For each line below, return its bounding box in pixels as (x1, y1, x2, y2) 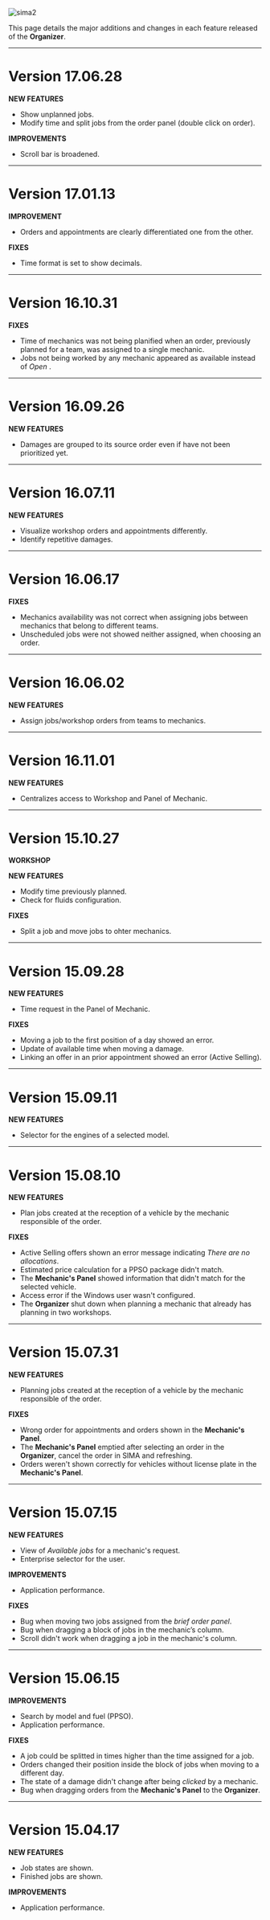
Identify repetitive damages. (19, 534, 113, 544)
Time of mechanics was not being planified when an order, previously (19, 336, 251, 346)
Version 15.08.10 (8, 1166, 121, 1185)
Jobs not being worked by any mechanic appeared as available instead (19, 353, 256, 362)
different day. (19, 1768, 64, 1778)
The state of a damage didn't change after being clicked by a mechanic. (19, 1777, 259, 1787)
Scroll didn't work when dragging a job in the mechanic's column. (19, 1634, 238, 1644)
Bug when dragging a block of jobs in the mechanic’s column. (19, 1625, 224, 1635)
